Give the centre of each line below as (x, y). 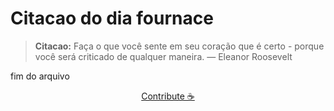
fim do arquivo (40, 76)
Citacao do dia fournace (112, 18)
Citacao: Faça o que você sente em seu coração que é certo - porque (179, 46)
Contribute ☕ (168, 96)
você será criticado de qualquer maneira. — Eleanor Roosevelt (163, 56)
